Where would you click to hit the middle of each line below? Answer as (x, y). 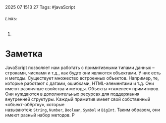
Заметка (24, 54)
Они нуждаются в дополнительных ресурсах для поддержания (72, 94)
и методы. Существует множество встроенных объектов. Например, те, (82, 78)
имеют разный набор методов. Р (40, 115)
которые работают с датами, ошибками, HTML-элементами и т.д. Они (80, 83)
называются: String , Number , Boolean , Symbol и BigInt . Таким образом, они (83, 110)
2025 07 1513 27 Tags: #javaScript (40, 7)
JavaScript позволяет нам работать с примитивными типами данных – (80, 68)
